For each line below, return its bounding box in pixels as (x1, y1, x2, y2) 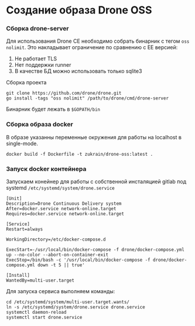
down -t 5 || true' (37, 262, 85, 268)
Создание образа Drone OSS (6, 4, 152, 17)
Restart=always (6, 227, 43, 232)
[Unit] (6, 195, 22, 202)
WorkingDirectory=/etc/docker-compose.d (6, 236, 107, 243)
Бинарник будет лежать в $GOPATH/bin (6, 106, 101, 113)
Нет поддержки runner (14, 61, 71, 68)
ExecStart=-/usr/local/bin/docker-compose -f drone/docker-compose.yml (6, 247, 184, 253)
